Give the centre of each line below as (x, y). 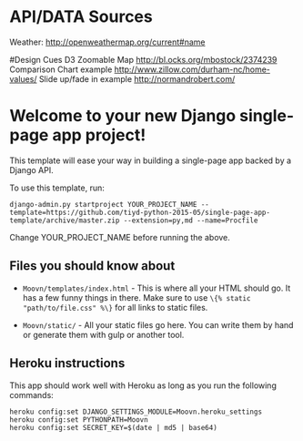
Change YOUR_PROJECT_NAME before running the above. (120, 237)
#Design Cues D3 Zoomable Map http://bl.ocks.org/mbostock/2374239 (143, 59)
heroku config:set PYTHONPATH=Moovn (79, 420)
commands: (32, 395)
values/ (23, 78)
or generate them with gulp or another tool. (103, 334)
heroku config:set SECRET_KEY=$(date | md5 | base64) (114, 427)
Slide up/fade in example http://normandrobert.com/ (137, 78)
